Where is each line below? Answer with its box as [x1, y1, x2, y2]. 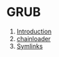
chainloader [16, 34, 51, 42]
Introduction [16, 27, 52, 35]
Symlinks [16, 42, 43, 50]
